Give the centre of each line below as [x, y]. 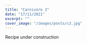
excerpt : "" [17, 19]
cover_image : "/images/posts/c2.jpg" [44, 23]
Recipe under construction [32, 37]
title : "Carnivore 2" [27, 10]
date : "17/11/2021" [25, 14]
